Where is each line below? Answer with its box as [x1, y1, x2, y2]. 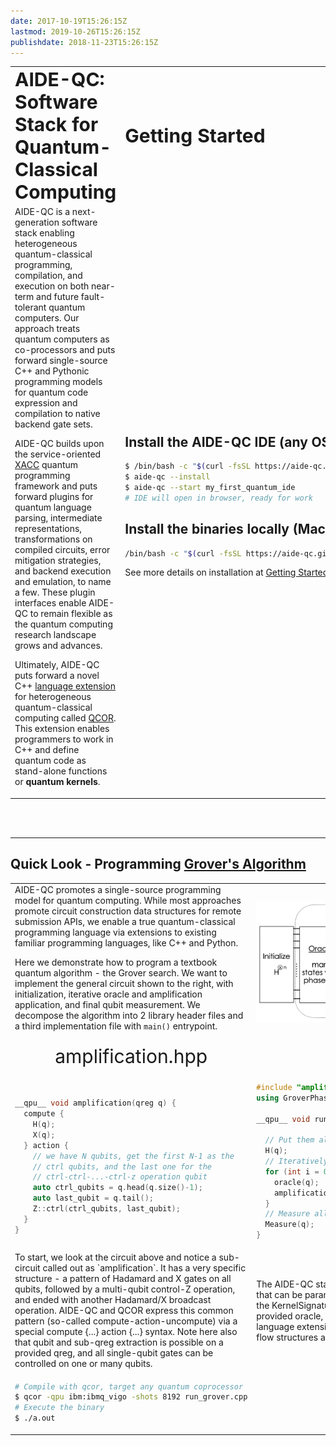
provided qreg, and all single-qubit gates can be [14, 1347, 214, 1359]
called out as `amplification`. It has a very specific [42, 1262, 247, 1274]
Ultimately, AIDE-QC [14, 659, 100, 671]
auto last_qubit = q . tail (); [32, 1193, 154, 1204]
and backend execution [14, 565, 112, 577]
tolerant [14, 301, 47, 314]
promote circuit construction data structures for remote [14, 905, 242, 917]
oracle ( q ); [273, 1177, 320, 1187]
